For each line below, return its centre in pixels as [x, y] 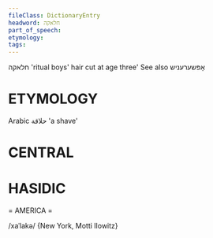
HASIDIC [37, 189]
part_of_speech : [35, 30]
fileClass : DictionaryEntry [54, 15]
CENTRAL [41, 152]
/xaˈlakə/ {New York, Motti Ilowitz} [63, 226]
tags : [17, 45]
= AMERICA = [30, 210]
